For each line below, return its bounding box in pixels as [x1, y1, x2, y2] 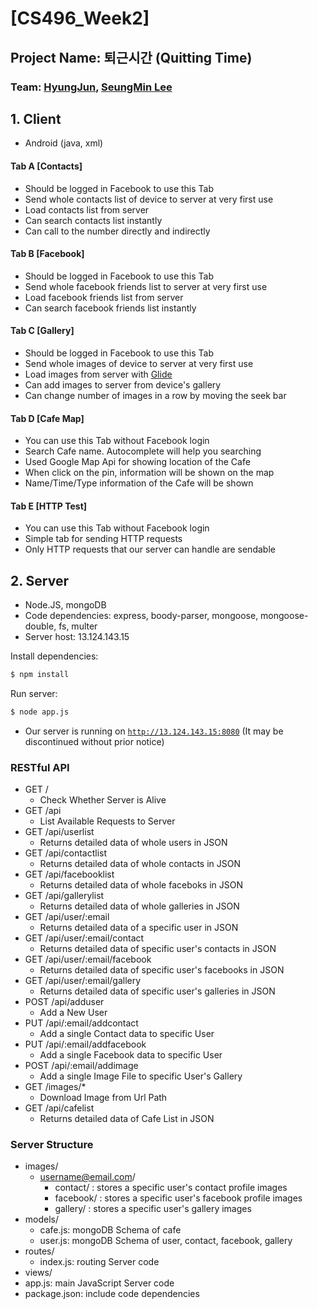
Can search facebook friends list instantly [24, 302, 197, 314]
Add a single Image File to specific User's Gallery [39, 1070, 243, 1082]
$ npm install [10, 670, 70, 680]
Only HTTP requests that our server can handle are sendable [24, 543, 276, 556]
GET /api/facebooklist [24, 868, 115, 881]
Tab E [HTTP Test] [10, 500, 88, 512]
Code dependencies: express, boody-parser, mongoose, [24, 610, 259, 622]
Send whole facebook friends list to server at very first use [24, 280, 268, 292]
